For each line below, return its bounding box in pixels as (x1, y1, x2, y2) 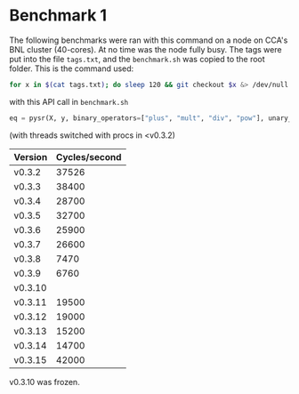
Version (13, 150, 48, 163)
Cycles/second (56, 150, 122, 163)
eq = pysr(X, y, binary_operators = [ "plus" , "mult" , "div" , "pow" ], (9, 113, 265, 123)
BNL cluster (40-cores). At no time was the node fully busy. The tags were (9, 44, 282, 54)
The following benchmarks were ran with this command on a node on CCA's (9, 35, 288, 45)
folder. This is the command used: (9, 63, 134, 74)
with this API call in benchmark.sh (9, 96, 129, 107)
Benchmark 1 (9, 5, 108, 26)
